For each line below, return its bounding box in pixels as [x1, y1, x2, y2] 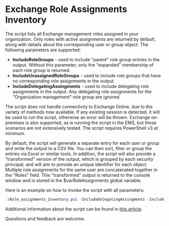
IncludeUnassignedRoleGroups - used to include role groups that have [12, 72, 161, 78]
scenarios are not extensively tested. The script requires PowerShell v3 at [5, 125, 158, 131]
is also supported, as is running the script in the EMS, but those [25, 120, 157, 126]
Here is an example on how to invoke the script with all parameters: [5, 187, 145, 193]
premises [5, 120, 25, 126]
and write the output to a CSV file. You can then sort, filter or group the [5, 145, 152, 151]
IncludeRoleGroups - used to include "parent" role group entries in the [12, 56, 160, 62]
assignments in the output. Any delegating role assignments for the [12, 88, 152, 94]
